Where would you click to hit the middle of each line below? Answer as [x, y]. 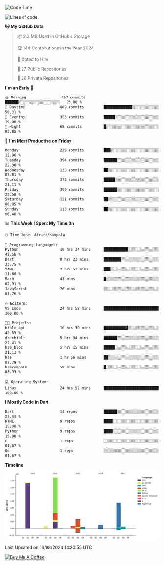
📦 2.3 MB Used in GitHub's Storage [53, 36]
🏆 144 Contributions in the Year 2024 [55, 48]
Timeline [14, 465]
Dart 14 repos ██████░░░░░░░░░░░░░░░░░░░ [82, 412]
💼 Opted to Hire [33, 59]
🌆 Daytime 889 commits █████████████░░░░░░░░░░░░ [82, 107]
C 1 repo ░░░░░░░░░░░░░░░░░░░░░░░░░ [82, 441]
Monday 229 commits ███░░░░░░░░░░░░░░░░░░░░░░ [82, 150]
